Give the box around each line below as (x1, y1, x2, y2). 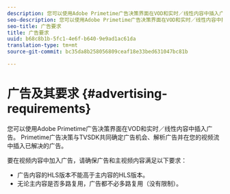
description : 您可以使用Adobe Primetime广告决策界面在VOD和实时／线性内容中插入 (7, 10, 220, 17)
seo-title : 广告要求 (7, 23, 62, 29)
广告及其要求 (7, 86, 80, 101)
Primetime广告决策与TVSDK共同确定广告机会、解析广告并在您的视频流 (20, 133, 220, 141)
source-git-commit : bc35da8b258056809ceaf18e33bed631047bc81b (7, 49, 188, 56)
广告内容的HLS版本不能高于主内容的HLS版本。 (16, 171, 149, 179)
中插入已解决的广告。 (7, 141, 67, 149)
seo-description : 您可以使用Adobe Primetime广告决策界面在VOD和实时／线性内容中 (7, 16, 222, 23)
